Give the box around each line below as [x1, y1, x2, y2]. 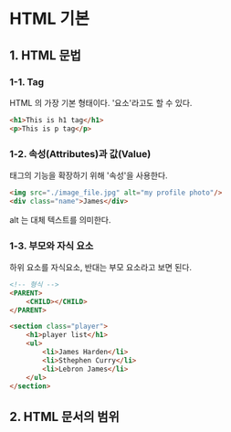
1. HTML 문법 [9, 47, 82, 63]
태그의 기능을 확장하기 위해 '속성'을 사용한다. [9, 170, 168, 181]
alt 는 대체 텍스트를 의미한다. [9, 214, 111, 225]
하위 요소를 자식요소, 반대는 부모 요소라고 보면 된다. [9, 261, 192, 272]
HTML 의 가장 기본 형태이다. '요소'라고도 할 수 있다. [9, 97, 193, 108]
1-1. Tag [9, 75, 45, 88]
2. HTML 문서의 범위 [9, 408, 121, 425]
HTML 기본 [9, 8, 89, 29]
